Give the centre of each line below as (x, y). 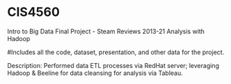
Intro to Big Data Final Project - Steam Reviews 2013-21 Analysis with (106, 31)
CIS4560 (34, 12)
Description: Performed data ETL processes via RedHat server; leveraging (113, 65)
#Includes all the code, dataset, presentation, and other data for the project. (116, 52)
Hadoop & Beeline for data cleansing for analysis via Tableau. (95, 73)
